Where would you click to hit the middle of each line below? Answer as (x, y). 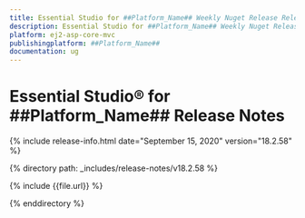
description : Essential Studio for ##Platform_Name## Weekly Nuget (140, 26)
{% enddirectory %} (47, 203)
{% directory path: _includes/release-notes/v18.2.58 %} (114, 168)
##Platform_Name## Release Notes (147, 116)
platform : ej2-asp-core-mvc (63, 35)
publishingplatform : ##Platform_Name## (85, 43)
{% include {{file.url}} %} (56, 186)
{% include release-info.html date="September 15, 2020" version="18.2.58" (151, 141)
